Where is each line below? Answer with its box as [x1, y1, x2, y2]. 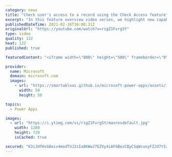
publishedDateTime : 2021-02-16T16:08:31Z [5, 21, 95, 27]
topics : [5, 102, 22, 107]
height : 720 [14, 130, 40, 136]
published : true [5, 46, 40, 51]
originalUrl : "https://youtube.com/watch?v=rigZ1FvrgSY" [5, 27, 130, 32]
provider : [5, 64, 27, 69]
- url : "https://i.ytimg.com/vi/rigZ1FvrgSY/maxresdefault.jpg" [10, 121, 150, 126]
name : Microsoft [10, 69, 45, 74]
